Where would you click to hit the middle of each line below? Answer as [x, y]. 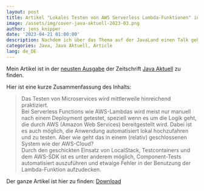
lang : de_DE [21, 52]
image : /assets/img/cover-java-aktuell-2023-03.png [73, 23]
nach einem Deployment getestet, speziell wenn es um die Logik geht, [109, 118]
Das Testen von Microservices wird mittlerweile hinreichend [96, 98]
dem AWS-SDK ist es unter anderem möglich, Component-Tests [101, 156]
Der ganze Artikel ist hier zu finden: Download [64, 181]
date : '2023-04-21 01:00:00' [43, 35]
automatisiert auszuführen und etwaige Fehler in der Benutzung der [106, 163]
